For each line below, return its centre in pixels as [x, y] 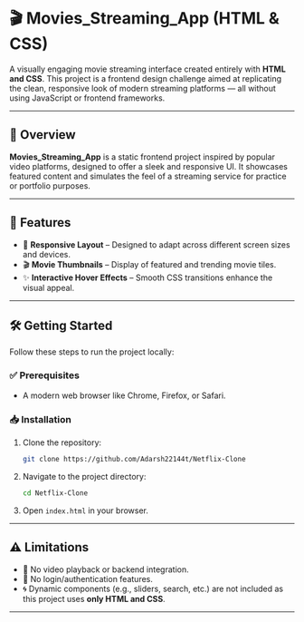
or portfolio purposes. [50, 185]
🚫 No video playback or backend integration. [106, 569]
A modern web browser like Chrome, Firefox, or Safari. [124, 395]
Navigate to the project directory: [84, 476]
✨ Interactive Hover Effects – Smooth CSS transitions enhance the [147, 277]
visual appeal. [48, 287]
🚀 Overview [43, 135]
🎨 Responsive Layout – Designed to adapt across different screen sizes [157, 244]
